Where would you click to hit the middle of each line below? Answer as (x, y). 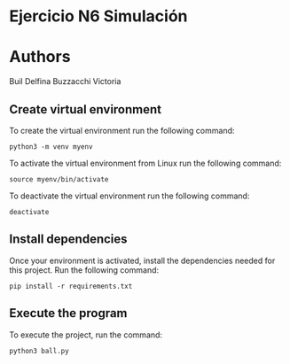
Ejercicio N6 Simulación (98, 16)
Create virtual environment (86, 109)
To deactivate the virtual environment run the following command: (129, 196)
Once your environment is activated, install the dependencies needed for (142, 260)
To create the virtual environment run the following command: (122, 130)
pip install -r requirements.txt (71, 286)
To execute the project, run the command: (86, 335)
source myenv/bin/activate (59, 179)
